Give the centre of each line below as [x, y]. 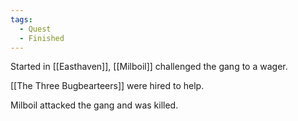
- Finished [42, 38]
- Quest [35, 29]
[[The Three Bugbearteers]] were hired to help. [107, 86]
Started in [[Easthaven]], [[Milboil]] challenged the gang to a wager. [149, 67]
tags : [21, 19]
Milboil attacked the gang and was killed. [94, 105]
